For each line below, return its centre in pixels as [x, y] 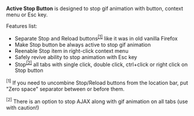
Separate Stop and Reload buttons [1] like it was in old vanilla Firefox [96, 38]
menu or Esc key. [27, 15]
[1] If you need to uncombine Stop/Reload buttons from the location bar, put [97, 82]
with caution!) [23, 107]
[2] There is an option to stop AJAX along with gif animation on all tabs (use [97, 101]
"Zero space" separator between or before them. [65, 89]
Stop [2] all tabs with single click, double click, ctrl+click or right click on [101, 64]
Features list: [22, 26]
